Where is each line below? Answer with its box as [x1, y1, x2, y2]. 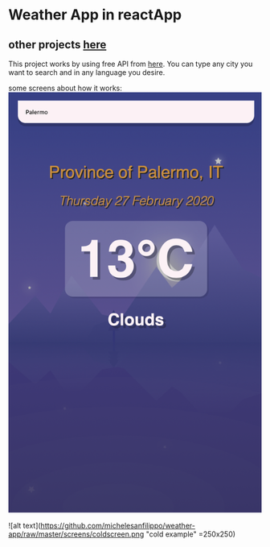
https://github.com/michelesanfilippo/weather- [40, 521, 195, 531]
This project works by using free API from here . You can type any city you [8, 59, 253, 68]
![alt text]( [8, 521, 42, 531]
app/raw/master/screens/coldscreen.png [8, 529, 145, 539]
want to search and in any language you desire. [8, 68, 166, 77]
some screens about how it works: [8, 83, 123, 93]
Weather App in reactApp [8, 6, 182, 24]
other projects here [8, 38, 107, 52]
